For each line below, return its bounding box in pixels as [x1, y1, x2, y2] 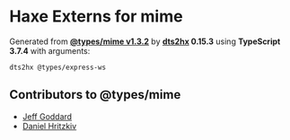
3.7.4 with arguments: [9, 45, 91, 56]
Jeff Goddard [22, 110, 73, 122]
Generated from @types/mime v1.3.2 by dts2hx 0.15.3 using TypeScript [9, 36, 281, 47]
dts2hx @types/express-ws [9, 63, 106, 72]
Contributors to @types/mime [9, 87, 181, 102]
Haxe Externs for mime [9, 6, 183, 27]
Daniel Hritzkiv [22, 120, 77, 131]
